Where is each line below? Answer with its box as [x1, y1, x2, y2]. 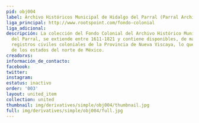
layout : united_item [6, 91, 57, 97]
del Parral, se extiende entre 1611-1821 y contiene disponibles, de [11, 36, 187, 42]
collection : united [6, 96, 54, 102]
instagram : [6, 75, 33, 80]
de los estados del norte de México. [11, 47, 105, 53]
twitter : [6, 69, 28, 75]
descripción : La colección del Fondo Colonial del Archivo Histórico [6, 31, 182, 37]
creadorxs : [6, 53, 33, 59]
